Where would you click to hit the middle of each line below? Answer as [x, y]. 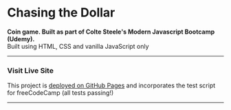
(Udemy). [21, 38]
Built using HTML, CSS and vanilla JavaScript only [78, 46]
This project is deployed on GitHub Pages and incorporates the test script [111, 86]
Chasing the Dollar [61, 13]
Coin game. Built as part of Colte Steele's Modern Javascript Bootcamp [111, 32]
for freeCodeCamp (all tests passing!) [60, 93]
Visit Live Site [30, 70]
